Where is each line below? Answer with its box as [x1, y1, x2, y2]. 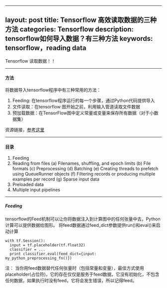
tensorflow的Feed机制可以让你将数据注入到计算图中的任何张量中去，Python [5, 216, 161, 222]
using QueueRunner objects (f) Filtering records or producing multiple [12, 171, 156, 177]
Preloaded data [12, 182, 44, 188]
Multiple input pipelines [12, 187, 61, 193]
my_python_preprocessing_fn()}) [5, 256, 72, 261]
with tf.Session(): [5, 238, 46, 244]
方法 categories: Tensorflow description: [5, 25, 134, 34]
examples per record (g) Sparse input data [12, 176, 99, 182]
